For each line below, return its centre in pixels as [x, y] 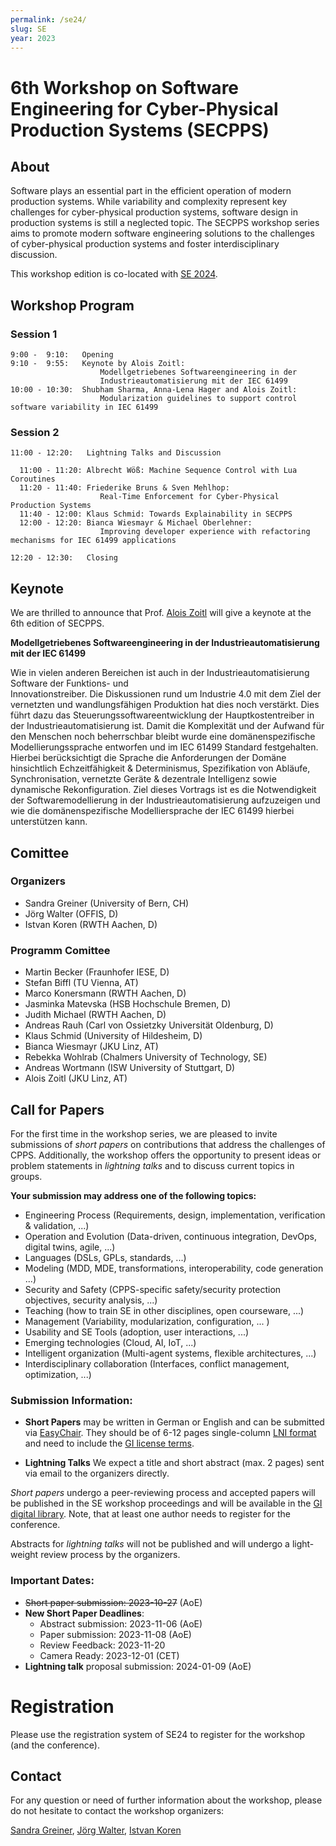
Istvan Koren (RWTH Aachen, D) [91, 924]
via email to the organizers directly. [97, 1473]
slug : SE [28, 29]
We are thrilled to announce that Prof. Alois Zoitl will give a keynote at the [161, 613]
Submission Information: [71, 1400]
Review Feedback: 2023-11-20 [102, 1645]
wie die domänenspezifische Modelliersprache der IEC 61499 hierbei [152, 811]
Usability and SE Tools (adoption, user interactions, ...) [137, 1332]
